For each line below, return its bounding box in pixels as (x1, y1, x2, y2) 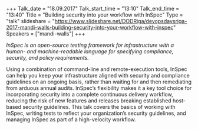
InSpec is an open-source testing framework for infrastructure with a (6, 41, 174, 49)
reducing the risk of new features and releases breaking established (6, 97, 172, 104)
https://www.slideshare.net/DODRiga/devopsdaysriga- (54, 18, 187, 24)
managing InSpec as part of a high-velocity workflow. (6, 116, 137, 123)
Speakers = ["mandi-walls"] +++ (6, 30, 85, 37)
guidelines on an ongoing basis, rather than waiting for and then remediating (6, 78, 192, 85)
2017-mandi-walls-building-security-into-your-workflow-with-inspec (6, 24, 174, 31)
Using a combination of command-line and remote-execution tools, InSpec (6, 66, 187, 73)
